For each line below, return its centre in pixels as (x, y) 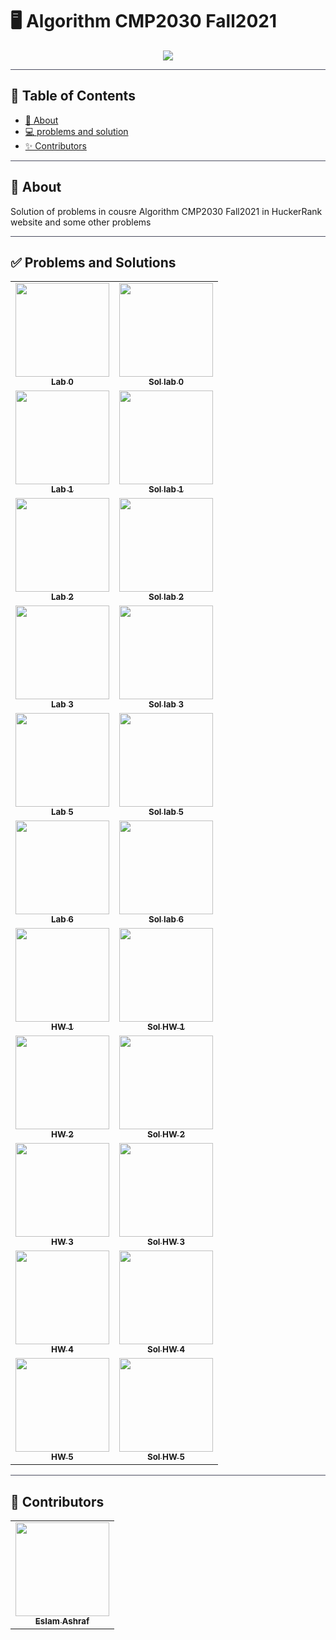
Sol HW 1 (166, 1027)
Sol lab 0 (166, 382)
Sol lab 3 (166, 704)
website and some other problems (81, 222)
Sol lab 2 (166, 597)
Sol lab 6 (166, 919)
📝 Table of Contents (73, 96)
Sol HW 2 (166, 1134)
